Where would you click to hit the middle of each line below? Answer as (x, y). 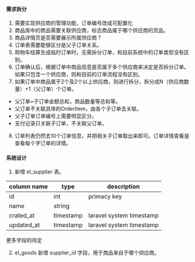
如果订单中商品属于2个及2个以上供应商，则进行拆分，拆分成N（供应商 (99, 81)
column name (28, 186)
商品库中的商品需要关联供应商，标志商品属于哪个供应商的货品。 (91, 30)
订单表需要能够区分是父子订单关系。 (58, 45)
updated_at (24, 225)
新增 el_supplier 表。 (39, 172)
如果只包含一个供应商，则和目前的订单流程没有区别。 (79, 74)
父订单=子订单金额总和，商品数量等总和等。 (68, 101)
